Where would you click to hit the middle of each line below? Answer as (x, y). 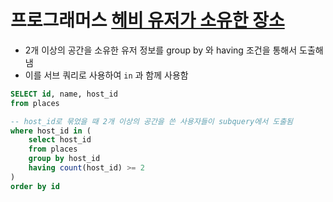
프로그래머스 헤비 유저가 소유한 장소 (147, 20)
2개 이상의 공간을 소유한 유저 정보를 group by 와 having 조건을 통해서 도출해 (174, 50)
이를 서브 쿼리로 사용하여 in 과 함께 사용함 (106, 75)
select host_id (60, 140)
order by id (35, 186)
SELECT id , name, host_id (64, 94)
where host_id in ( (51, 131)
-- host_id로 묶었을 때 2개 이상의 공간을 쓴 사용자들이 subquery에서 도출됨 (152, 121)
